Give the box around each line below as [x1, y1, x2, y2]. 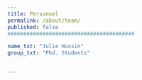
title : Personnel [7, 10, 59, 18]
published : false [7, 23, 59, 30]
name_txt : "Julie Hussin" [7, 43, 84, 50]
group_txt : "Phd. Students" [7, 50, 91, 57]
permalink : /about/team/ [7, 17, 81, 24]
